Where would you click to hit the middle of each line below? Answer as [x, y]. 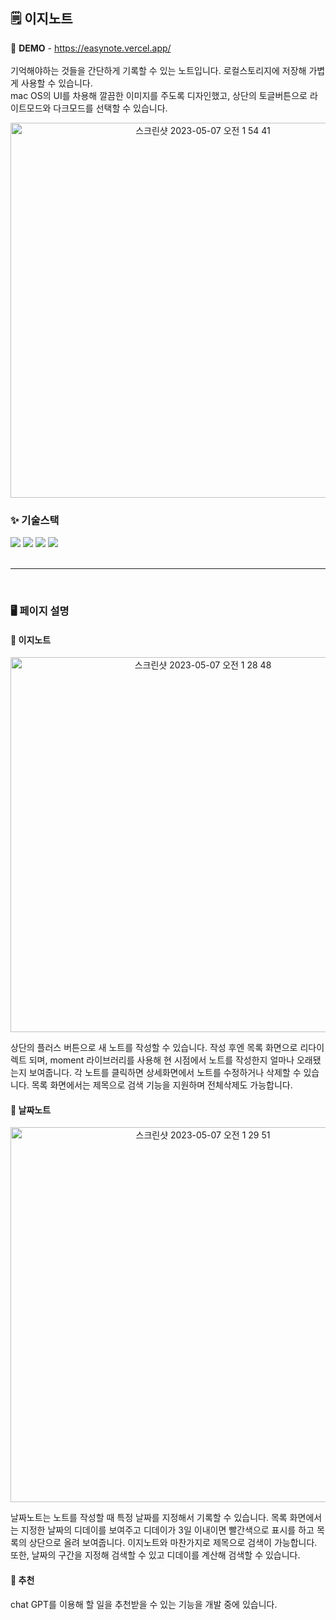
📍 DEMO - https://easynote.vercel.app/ [91, 48]
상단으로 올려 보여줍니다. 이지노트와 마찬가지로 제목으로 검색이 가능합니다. [173, 1543]
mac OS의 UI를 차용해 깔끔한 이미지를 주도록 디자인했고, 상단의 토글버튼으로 [159, 95]
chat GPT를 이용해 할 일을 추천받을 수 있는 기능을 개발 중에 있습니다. [144, 1604]
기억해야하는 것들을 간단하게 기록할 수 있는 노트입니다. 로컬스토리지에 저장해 [158, 70]
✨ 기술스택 [35, 520]
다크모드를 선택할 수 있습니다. [110, 108]
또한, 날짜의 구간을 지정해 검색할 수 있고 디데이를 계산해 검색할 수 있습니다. [155, 1555]
